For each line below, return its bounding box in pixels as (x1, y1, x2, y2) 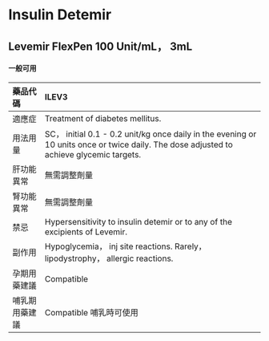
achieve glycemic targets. (44, 148, 142, 160)
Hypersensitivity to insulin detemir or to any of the (44, 216, 232, 227)
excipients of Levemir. (44, 226, 128, 237)
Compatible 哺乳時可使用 (44, 306, 139, 318)
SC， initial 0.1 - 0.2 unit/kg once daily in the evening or (44, 128, 257, 140)
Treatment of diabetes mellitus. (44, 112, 162, 124)
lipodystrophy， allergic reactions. (44, 253, 174, 264)
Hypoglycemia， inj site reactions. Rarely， (44, 241, 207, 252)
